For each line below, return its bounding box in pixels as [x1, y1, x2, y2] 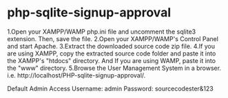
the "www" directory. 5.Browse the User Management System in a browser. [7, 64, 222, 72]
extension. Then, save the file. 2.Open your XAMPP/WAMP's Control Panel [7, 34, 219, 42]
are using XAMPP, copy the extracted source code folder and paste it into [7, 49, 216, 58]
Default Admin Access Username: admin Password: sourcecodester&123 [7, 84, 214, 93]
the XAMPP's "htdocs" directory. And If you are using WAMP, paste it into [7, 56, 216, 64]
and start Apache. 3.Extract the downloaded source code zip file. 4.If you [7, 42, 216, 50]
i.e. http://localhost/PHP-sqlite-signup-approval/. [7, 71, 146, 79]
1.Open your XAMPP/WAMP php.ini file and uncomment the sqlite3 [7, 27, 196, 36]
